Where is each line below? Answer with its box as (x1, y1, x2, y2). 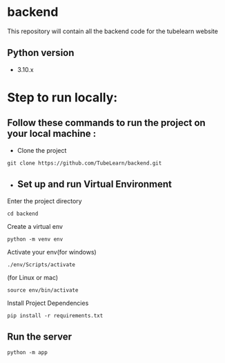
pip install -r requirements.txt (7, 312, 104, 319)
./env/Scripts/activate (7, 261, 76, 268)
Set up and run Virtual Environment (17, 178, 173, 190)
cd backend (7, 210, 39, 217)
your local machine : (7, 128, 97, 140)
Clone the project (17, 146, 67, 154)
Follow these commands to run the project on (7, 117, 206, 129)
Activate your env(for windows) (7, 248, 97, 256)
